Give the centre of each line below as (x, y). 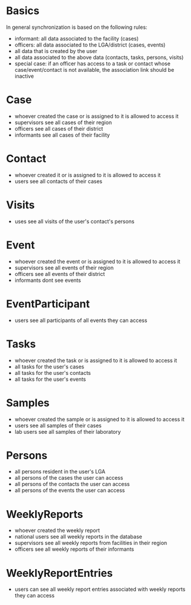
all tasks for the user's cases (49, 367)
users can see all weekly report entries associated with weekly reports (100, 589)
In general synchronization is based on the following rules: (77, 27)
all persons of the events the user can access (70, 490)
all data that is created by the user (56, 51)
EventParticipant (48, 304)
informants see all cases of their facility (62, 135)
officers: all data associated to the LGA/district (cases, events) (90, 45)
